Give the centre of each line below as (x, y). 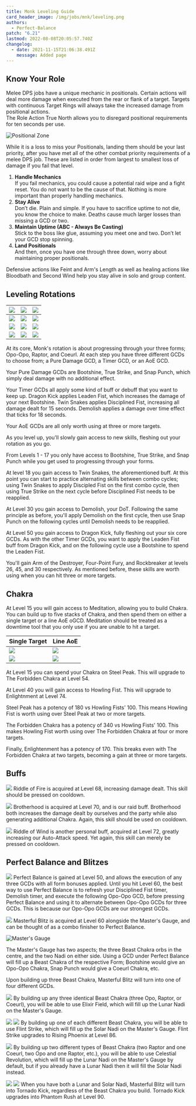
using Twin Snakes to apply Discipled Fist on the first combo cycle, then (93, 485)
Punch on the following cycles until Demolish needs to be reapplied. (88, 522)
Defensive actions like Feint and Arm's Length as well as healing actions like (97, 269)
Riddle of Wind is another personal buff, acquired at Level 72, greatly (96, 831)
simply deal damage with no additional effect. (61, 379)
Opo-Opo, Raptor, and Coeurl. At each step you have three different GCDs (95, 355)
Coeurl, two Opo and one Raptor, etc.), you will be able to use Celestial (91, 1053)
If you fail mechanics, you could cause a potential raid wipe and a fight (100, 183)
